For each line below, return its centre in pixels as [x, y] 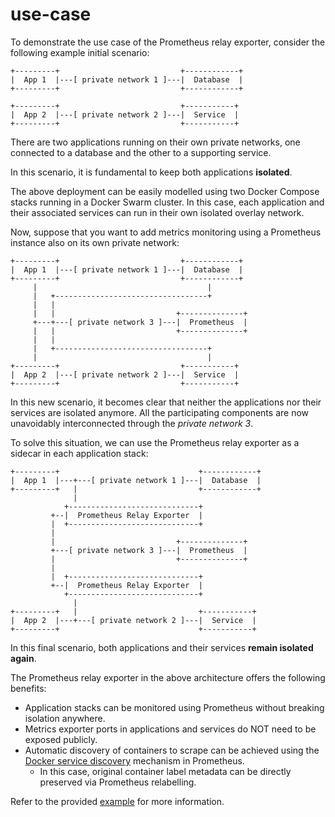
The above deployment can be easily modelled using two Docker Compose [165, 191]
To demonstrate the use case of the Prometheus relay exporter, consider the [168, 42]
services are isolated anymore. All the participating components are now [160, 412]
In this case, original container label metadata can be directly [165, 771]
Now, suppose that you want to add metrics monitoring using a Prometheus [166, 232]
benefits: [28, 688]
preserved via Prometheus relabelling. [118, 782]
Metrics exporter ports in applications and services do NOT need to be [170, 729]
